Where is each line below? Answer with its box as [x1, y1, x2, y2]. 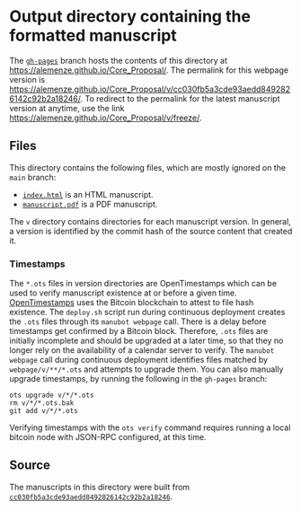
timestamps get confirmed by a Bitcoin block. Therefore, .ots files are [9, 326, 269, 337]
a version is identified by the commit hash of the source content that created [9, 225, 293, 236]
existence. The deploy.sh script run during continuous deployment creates [9, 307, 286, 318]
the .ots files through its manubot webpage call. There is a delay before [9, 316, 267, 327]
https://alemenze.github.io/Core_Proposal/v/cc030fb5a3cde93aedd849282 [9, 84, 290, 94]
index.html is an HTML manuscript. [22, 189, 155, 199]
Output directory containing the [9, 6, 252, 27]
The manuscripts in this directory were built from [9, 481, 190, 492]
